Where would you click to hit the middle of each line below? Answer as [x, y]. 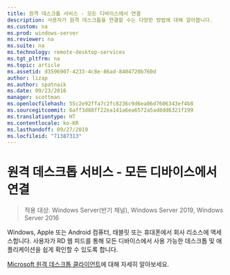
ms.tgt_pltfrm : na [34, 59]
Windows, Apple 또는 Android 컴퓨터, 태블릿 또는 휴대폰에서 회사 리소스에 [108, 232]
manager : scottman [34, 98]
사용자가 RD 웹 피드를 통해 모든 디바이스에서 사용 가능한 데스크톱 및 [124, 241]
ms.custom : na [28, 26]
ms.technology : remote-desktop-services [67, 53]
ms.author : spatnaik [37, 85]
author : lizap [28, 78]
